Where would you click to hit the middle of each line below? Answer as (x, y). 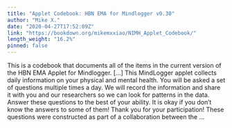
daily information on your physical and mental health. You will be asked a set (116, 80)
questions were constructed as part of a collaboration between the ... (106, 117)
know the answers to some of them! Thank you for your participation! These (116, 109)
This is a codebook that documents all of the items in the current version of (114, 65)
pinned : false (28, 46)
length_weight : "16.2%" (42, 39)
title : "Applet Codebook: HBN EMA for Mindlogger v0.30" (91, 13)
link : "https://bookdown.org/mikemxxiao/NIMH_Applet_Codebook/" (102, 33)
